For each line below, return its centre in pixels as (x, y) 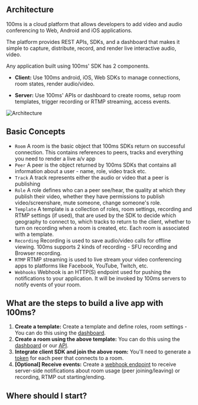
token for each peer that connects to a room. (69, 358)
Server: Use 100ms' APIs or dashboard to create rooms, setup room (98, 95)
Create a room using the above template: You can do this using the (97, 339)
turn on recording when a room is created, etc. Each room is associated (102, 228)
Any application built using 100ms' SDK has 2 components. (78, 66)
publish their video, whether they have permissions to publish (90, 196)
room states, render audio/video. (55, 84)
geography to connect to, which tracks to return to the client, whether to (103, 221)
